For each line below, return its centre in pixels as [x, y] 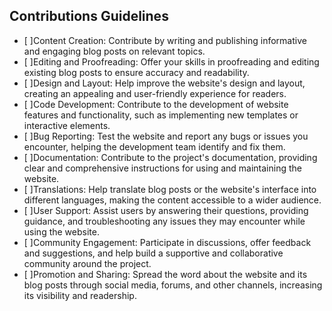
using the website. [61, 231]
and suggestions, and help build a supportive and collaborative [153, 253]
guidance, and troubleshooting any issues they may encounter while [164, 221]
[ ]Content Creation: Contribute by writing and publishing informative [165, 40]
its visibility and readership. [80, 295]
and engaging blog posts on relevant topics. [114, 51]
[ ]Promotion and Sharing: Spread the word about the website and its [165, 274]
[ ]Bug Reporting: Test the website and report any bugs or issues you [166, 136]
